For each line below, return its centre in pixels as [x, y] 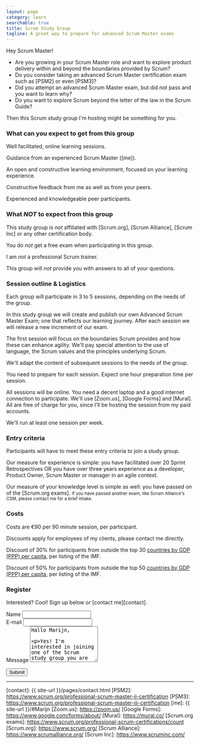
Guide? [24, 107]
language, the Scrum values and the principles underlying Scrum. [86, 351]
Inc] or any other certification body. [50, 233]
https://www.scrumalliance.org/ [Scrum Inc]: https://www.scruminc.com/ [96, 734]
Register [19, 589]
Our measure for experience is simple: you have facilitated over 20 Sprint [96, 462]
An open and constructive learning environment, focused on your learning [97, 170]
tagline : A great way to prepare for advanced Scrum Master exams [90, 34]
